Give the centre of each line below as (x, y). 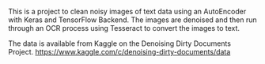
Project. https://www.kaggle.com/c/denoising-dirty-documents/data (119, 52)
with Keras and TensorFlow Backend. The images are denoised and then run (132, 20)
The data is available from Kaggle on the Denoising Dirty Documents (120, 43)
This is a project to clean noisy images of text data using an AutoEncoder (127, 11)
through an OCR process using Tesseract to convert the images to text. (124, 28)
